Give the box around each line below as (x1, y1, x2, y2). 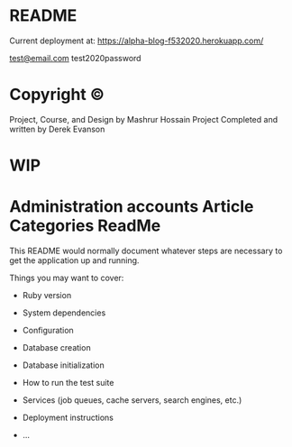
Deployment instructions (22, 412, 114, 423)
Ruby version (22, 290, 72, 300)
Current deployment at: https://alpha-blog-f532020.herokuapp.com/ (9, 35, 264, 46)
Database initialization (22, 360, 105, 370)
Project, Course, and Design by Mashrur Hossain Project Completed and (9, 114, 278, 124)
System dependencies (22, 307, 106, 318)
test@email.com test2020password (9, 52, 141, 63)
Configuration (22, 325, 74, 335)
